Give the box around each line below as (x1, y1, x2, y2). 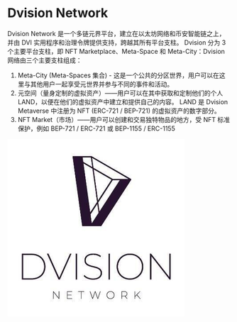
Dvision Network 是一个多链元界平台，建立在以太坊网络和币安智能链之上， (7, 29, 226, 38)
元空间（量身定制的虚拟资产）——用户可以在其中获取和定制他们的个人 (17, 89, 224, 97)
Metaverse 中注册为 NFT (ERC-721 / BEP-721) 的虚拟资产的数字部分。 (17, 106, 221, 115)
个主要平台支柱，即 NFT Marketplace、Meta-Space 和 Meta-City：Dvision (7, 47, 226, 55)
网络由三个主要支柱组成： (7, 55, 82, 65)
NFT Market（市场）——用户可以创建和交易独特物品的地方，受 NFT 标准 (17, 115, 231, 123)
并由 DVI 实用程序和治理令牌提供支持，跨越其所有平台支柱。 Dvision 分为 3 (7, 38, 226, 47)
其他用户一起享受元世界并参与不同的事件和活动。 (30, 79, 174, 88)
